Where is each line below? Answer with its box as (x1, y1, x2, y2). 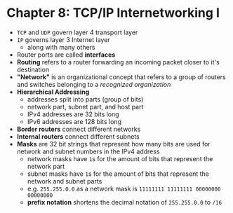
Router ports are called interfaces (16, 50, 116, 59)
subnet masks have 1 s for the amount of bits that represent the (27, 170, 210, 178)
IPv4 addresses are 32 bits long (27, 110, 120, 118)
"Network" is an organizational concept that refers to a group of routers (16, 72, 226, 81)
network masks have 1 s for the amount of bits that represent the (27, 154, 213, 163)
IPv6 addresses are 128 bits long (27, 117, 122, 125)
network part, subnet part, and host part (27, 102, 144, 111)
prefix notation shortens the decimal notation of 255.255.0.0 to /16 (27, 198, 222, 206)
